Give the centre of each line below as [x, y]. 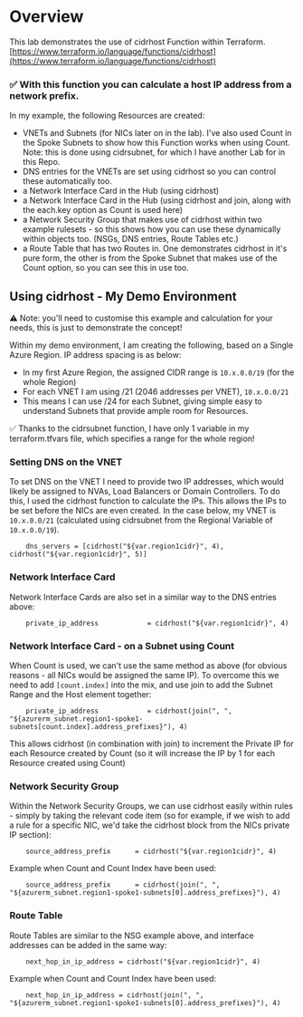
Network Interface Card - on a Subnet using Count [122, 646]
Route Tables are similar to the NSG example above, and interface [132, 935]
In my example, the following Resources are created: [107, 116]
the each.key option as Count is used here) [103, 210]
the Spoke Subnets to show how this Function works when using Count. [156, 143]
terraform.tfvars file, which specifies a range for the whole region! [132, 439]
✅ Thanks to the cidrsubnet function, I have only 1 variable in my [129, 428]
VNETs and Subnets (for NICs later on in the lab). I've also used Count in [157, 133]
